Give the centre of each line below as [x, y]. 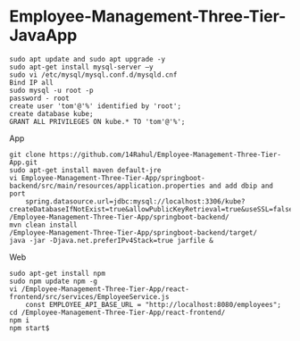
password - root [39, 98]
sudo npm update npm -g [54, 281]
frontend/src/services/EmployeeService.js [89, 296]
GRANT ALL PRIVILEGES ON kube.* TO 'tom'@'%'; [97, 121]
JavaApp [43, 35]
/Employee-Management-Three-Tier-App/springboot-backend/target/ [133, 233]
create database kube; [51, 113]
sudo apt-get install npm [57, 273]
